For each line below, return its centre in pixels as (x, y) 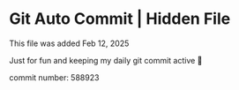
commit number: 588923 (54, 77)
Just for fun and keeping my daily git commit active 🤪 (106, 60)
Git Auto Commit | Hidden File (120, 19)
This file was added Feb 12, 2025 (69, 43)
